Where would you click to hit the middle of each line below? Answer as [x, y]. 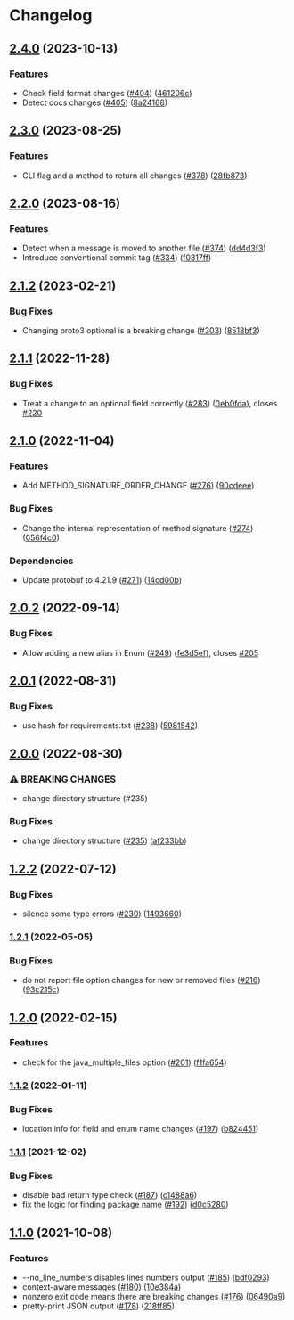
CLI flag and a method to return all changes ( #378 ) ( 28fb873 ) [135, 176]
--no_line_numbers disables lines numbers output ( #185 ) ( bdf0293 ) [146, 1277]
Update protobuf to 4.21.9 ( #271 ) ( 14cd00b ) [102, 579]
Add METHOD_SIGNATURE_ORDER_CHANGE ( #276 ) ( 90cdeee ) [138, 486]
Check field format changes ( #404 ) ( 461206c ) [107, 93]
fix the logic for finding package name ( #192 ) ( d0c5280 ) [125, 1205]
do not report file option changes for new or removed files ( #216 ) [141, 980]
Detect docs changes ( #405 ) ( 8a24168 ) [95, 102]
